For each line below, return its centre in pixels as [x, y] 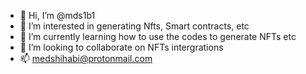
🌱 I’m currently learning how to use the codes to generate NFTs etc [158, 36]
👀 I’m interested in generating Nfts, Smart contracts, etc [134, 26]
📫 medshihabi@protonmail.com [86, 58]
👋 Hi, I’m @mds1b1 [57, 15]
